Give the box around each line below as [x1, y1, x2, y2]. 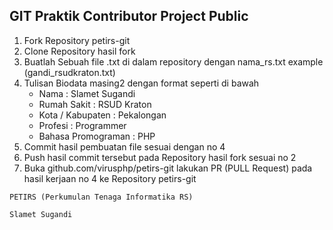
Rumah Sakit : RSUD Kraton [38, 98, 152, 110]
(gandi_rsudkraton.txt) [23, 66, 116, 78]
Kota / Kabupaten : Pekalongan [38, 109, 167, 121]
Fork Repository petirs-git [23, 34, 131, 46]
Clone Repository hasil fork [23, 45, 136, 57]
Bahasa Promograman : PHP [38, 130, 156, 142]
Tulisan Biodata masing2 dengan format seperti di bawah [23, 77, 260, 89]
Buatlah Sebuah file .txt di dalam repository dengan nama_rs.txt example [23, 55, 324, 68]
